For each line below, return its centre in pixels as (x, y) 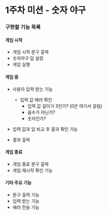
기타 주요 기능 (18, 182)
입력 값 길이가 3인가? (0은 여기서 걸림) (65, 106)
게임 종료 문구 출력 (30, 164)
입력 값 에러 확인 (36, 99)
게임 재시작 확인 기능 (32, 170)
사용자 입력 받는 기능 (32, 89)
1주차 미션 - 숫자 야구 (45, 10)
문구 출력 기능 (26, 194)
